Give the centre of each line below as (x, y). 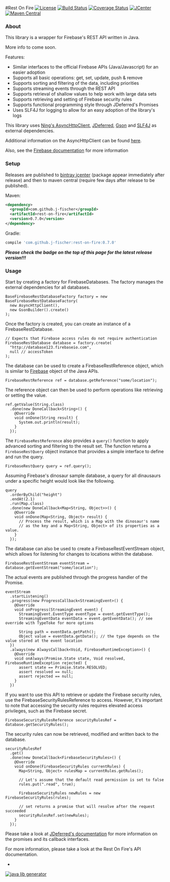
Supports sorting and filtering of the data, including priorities (76, 83)
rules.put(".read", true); (47, 784)
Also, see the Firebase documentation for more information (67, 150)
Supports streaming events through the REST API (64, 88)
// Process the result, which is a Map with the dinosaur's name (89, 522)
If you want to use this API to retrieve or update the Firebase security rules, (83, 695)
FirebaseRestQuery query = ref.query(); (49, 466)
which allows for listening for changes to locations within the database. (79, 554)
